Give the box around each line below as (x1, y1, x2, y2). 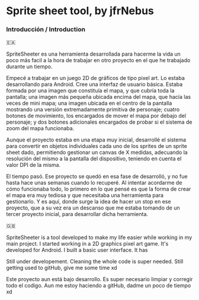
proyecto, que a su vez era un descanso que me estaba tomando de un (6, 204, 180, 211)
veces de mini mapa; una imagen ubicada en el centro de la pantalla (6, 99, 172, 107)
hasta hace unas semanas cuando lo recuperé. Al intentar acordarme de (6, 179, 182, 186)
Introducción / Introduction (6, 25, 86, 34)
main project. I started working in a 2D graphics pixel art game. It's (6, 240, 169, 247)
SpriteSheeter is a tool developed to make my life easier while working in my (6, 234, 192, 241)
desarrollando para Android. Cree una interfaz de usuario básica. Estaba (6, 81, 183, 88)
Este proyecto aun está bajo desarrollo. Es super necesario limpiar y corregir (6, 276, 193, 283)
